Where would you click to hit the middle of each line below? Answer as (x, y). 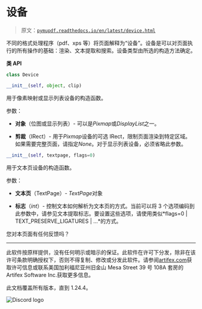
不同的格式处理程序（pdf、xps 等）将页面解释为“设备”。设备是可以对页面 (97, 43)
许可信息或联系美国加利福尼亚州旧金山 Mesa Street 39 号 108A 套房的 (97, 267)
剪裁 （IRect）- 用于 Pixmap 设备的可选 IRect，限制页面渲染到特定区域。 (103, 136)
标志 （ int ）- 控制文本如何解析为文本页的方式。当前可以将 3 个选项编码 (102, 206)
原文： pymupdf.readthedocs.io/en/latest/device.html (88, 30)
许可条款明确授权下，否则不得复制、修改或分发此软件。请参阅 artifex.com (97, 260)
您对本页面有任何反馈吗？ (38, 234)
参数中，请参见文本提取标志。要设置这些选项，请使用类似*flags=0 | (104, 213)
